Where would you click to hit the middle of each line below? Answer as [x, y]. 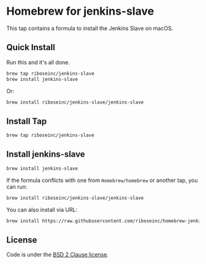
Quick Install [31, 47]
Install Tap [27, 121]
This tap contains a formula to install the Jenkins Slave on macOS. [90, 28]
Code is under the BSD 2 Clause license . [58, 255]
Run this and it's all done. [38, 62]
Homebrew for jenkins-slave [80, 11]
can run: [17, 187]
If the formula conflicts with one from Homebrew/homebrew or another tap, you [102, 180]
